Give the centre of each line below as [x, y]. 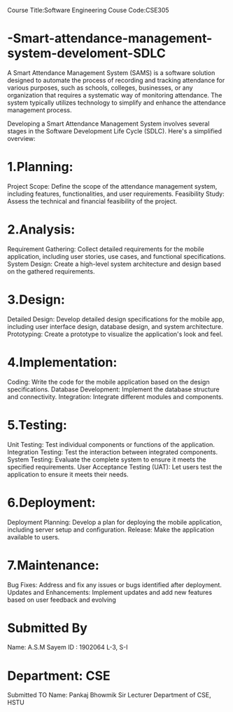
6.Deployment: [51, 503]
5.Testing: [37, 425]
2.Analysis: [41, 230]
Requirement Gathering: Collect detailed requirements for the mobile [106, 249]
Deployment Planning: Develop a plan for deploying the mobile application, [115, 522]
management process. [40, 110]
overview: [22, 138]
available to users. [34, 537]
